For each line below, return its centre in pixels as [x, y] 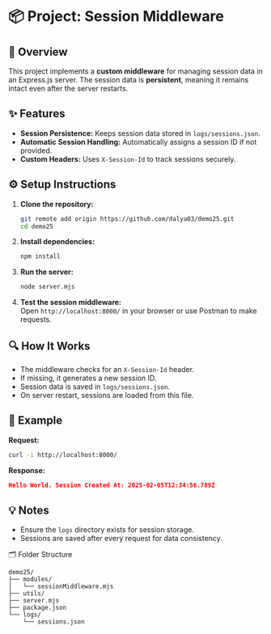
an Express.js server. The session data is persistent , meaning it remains [129, 80]
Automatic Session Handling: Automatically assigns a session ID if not [138, 142]
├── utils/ [27, 594]
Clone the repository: [57, 204]
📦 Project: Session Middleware [116, 17]
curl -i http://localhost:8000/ [63, 454]
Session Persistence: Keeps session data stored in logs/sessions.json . [140, 133]
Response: [27, 470]
